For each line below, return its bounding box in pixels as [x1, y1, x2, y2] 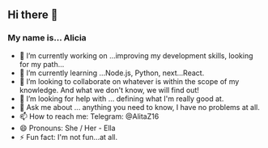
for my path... [19, 59, 65, 69]
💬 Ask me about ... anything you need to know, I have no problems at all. [19, 102, 260, 112]
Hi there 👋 [7, 8, 58, 22]
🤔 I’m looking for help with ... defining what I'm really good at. [19, 94, 224, 104]
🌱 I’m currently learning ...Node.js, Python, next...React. [19, 68, 205, 78]
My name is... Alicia [7, 32, 87, 44]
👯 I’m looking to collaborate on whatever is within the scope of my [19, 76, 240, 86]
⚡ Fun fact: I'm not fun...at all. [19, 132, 118, 142]
